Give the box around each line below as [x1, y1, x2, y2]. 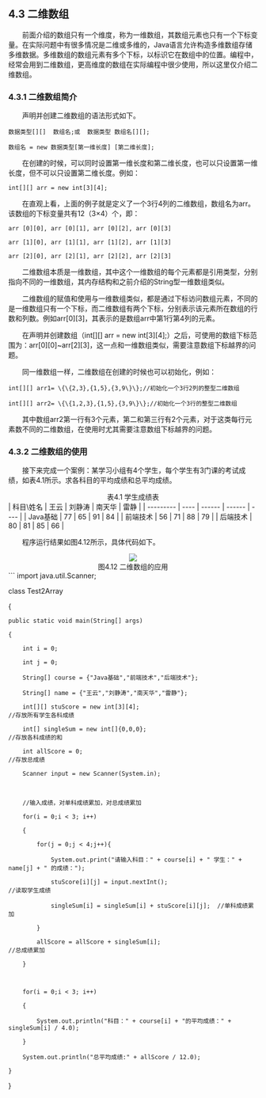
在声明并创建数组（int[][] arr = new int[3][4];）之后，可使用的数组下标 [22, 331, 251, 340]
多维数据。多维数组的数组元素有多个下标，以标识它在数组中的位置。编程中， [8, 50, 258, 59]
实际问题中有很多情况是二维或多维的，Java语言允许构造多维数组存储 [28, 40, 253, 49]
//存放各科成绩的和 [8, 734, 63, 742]
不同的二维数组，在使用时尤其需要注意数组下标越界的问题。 [21, 424, 216, 434]
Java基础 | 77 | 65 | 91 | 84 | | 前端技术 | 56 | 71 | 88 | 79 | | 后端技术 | [28, 512, 253, 522]
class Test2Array [8, 587, 63, 596]
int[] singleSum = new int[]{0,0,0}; [22, 725, 147, 734]
